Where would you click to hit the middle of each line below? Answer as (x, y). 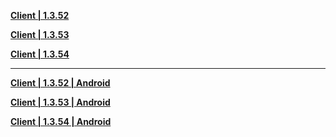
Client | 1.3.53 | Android (60, 102)
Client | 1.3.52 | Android (60, 83)
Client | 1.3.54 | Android (61, 121)
